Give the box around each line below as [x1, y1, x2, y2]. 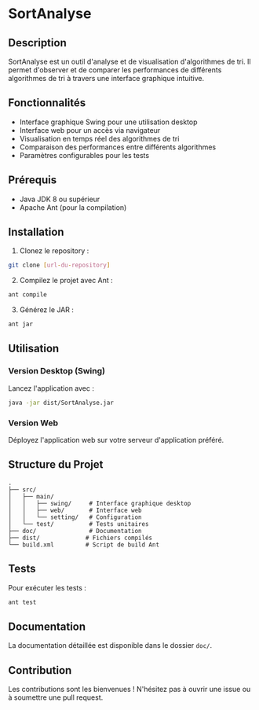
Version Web [8, 418, 59, 429]
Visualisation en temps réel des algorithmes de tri [19, 134, 180, 143]
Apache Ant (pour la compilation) [19, 202, 127, 212]
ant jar [8, 320, 34, 329]
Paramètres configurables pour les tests [19, 150, 150, 160]
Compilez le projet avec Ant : [19, 276, 114, 285]
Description [8, 36, 67, 50]
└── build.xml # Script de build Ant [8, 540, 159, 549]
